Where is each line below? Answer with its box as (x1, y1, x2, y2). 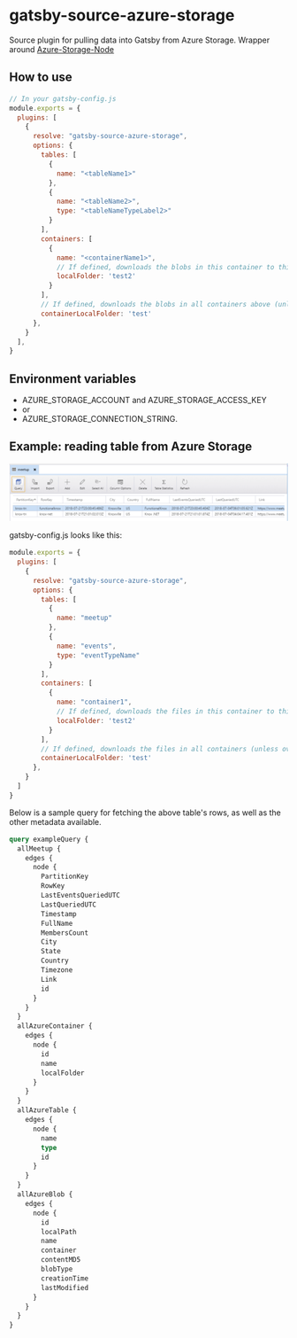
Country (41, 956, 69, 966)
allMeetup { (17, 844, 62, 853)
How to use (9, 70, 72, 85)
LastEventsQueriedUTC (41, 891, 121, 900)
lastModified (41, 1283, 89, 1292)
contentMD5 (41, 1256, 81, 1264)
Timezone (41, 966, 73, 975)
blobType (41, 1264, 73, 1274)
